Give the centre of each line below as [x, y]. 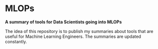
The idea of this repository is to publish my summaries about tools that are [79, 31]
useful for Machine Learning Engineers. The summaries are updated [73, 36]
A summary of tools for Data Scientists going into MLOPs [63, 22]
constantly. [16, 41]
